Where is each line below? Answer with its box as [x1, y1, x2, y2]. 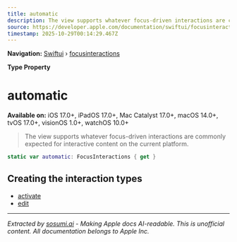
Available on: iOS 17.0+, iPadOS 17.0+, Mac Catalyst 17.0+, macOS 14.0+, [7, 111, 219, 120]
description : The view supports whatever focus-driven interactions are [7, 17, 226, 24]
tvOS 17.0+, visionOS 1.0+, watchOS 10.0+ [7, 119, 129, 127]
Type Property [7, 63, 51, 71]
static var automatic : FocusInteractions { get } [7, 153, 157, 161]
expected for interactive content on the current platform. [24, 140, 189, 148]
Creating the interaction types [7, 173, 142, 185]
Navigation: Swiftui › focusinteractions [7, 49, 120, 58]
